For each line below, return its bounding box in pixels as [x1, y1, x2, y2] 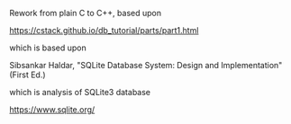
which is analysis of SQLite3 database [9, 87, 151, 97]
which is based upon [9, 42, 87, 53]
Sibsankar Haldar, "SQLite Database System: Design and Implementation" [9, 60, 283, 70]
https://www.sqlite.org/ [9, 104, 95, 115]
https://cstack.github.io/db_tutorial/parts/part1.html [9, 25, 199, 35]
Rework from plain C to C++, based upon [9, 8, 162, 18]
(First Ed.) [9, 69, 47, 80]
